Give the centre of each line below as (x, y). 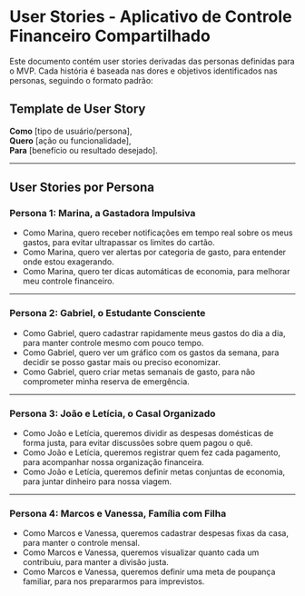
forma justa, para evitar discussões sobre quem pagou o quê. (138, 443)
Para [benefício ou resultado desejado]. (84, 150)
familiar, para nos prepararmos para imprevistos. (113, 581)
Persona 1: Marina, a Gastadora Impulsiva (103, 214)
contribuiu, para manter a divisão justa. (96, 562)
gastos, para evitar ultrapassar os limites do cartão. (118, 243)
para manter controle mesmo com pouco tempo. (113, 343)
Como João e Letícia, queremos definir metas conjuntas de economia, (154, 472)
